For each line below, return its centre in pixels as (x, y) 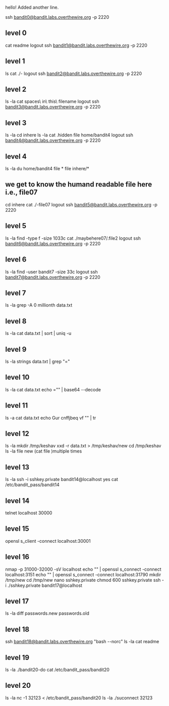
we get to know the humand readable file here (79, 184)
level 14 (17, 500)
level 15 (17, 529)
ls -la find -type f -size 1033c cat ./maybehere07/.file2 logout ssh (73, 238)
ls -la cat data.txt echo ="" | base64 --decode (53, 389)
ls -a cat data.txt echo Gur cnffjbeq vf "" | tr (51, 418)
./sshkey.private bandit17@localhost (45, 585)
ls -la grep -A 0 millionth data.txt (39, 305)
